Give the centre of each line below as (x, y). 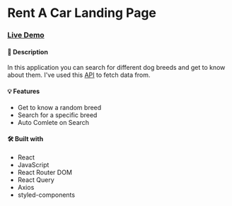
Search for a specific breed (57, 115)
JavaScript (33, 164)
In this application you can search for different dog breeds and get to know (116, 68)
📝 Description (28, 51)
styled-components (46, 195)
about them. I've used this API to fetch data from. (79, 75)
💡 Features (24, 91)
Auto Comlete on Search (53, 122)
